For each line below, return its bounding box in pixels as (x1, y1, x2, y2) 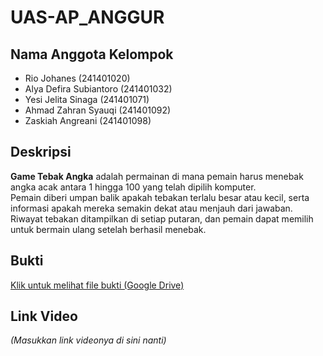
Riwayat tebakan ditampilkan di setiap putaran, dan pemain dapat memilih (10, 212, 314, 225)
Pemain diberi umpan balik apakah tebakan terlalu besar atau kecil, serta (10, 191, 310, 203)
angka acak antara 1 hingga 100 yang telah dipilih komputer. (10, 181, 257, 193)
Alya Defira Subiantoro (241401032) (24, 83, 173, 95)
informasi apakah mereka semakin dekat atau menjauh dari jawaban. (10, 202, 293, 214)
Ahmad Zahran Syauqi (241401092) (24, 104, 172, 116)
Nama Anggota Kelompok (10, 46, 174, 63)
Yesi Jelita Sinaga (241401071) (24, 94, 150, 105)
